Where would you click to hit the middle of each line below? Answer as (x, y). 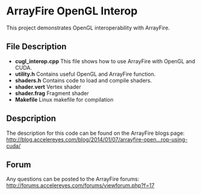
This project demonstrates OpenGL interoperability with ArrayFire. (88, 28)
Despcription (31, 119)
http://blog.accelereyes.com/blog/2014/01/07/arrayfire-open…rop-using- (97, 139)
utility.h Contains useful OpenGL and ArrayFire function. (85, 74)
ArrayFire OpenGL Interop (72, 11)
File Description (36, 47)
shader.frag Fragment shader (52, 93)
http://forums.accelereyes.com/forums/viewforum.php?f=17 (80, 185)
